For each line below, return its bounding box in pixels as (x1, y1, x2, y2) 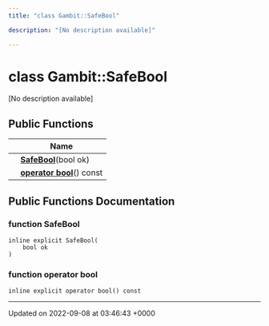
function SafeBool (8, 218, 80, 229)
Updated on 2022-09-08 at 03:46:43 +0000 (8, 308, 156, 318)
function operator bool (8, 268, 98, 280)
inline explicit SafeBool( (8, 237, 98, 245)
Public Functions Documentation (8, 194, 175, 208)
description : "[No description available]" (8, 26, 156, 34)
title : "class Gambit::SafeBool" (8, 11, 120, 20)
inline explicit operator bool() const (8, 287, 142, 296)
